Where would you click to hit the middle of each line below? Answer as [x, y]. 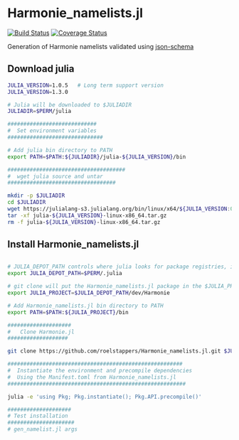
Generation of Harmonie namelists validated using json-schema [101, 46]
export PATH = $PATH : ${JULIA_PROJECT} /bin [68, 312]
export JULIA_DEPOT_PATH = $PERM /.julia [65, 274]
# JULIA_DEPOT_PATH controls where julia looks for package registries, [117, 267]
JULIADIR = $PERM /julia [39, 112]
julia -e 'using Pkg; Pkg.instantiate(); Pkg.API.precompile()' [105, 397]
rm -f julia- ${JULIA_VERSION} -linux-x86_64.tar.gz [84, 222]
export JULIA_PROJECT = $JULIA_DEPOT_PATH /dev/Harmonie [89, 293]
